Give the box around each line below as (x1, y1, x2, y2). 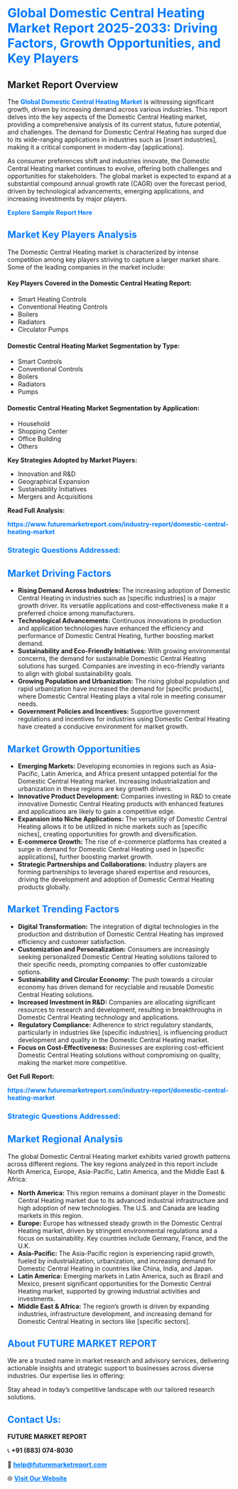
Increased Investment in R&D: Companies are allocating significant (17, 997, 216, 1006)
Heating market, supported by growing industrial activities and (17, 1286, 200, 1295)
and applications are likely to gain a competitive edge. (17, 807, 175, 815)
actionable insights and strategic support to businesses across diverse (7, 1364, 215, 1372)
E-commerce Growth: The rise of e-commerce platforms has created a (17, 837, 227, 846)
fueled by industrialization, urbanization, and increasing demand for (17, 1256, 217, 1265)
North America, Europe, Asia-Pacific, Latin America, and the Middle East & (7, 1167, 225, 1175)
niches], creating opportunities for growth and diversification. (17, 830, 198, 838)
